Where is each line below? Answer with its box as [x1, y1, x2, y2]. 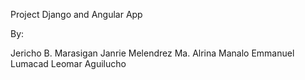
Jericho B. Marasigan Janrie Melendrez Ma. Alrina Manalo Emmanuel [10, 47, 295, 59]
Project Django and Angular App [10, 9, 143, 20]
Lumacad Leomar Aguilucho [10, 58, 127, 69]
